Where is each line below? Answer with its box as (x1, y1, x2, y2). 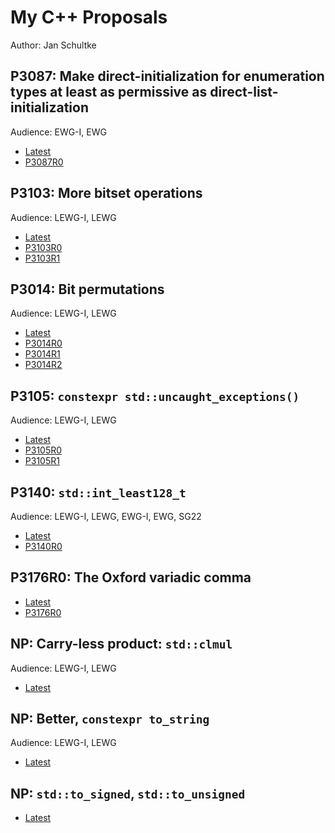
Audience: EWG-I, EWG (10, 126, 107, 138)
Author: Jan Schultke (10, 39, 97, 51)
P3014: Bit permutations (10, 281, 165, 298)
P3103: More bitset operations (10, 185, 203, 202)
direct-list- (209, 84, 279, 101)
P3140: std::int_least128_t (10, 484, 187, 501)
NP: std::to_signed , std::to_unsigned (10, 785, 246, 802)
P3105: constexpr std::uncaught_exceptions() (10, 387, 300, 405)
